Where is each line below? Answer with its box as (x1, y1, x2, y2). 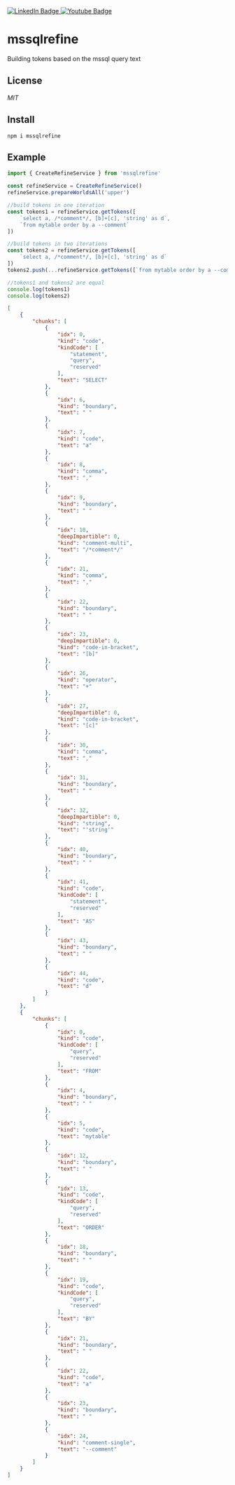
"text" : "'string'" (57, 827, 114, 834)
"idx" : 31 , (57, 774, 90, 781)
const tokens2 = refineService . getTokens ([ (7, 247, 136, 255)
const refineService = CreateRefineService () (7, 182, 142, 190)
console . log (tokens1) (7, 285, 71, 293)
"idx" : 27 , (57, 703, 90, 710)
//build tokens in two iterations (7, 240, 108, 247)
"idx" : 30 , (57, 742, 90, 749)
